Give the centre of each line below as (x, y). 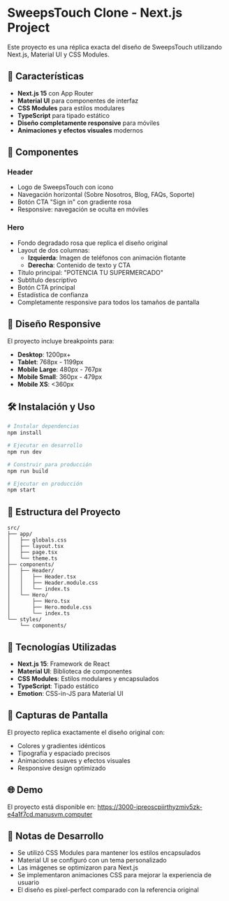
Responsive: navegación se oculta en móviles (83, 209)
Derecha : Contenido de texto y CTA (79, 265)
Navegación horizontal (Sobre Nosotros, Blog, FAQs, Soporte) (106, 195)
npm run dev (24, 452)
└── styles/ (24, 620)
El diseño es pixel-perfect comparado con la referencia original (108, 890)
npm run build (28, 471)
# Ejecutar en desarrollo (45, 446)
